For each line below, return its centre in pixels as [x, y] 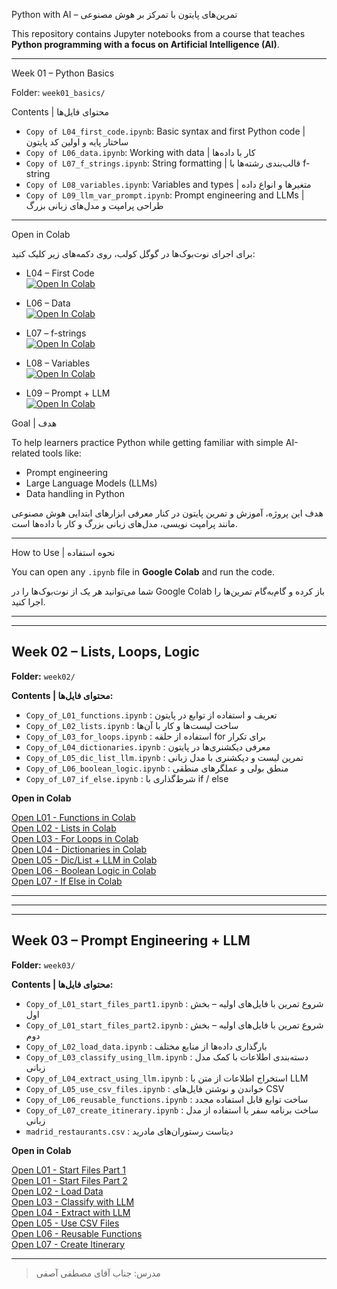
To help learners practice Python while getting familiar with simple [147, 442]
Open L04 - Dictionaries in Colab [79, 849]
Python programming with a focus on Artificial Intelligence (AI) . [145, 44]
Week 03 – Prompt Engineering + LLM [131, 940]
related [26, 453]
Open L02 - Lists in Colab [64, 828]
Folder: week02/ [43, 676]
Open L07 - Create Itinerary [68, 1244]
